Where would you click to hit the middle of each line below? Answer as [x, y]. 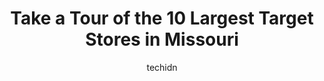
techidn [162, 67]
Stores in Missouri [162, 39]
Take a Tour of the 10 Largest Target [162, 18]
